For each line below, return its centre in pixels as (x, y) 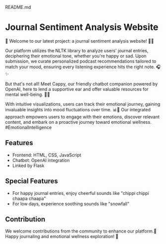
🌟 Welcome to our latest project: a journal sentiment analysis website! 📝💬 (80, 41)
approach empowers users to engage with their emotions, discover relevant (83, 117)
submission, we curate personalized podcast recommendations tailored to (81, 61)
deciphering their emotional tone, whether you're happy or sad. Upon (76, 56)
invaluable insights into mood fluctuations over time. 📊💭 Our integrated (78, 109)
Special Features (32, 181)
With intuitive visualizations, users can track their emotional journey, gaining (83, 104)
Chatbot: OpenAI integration (41, 160)
